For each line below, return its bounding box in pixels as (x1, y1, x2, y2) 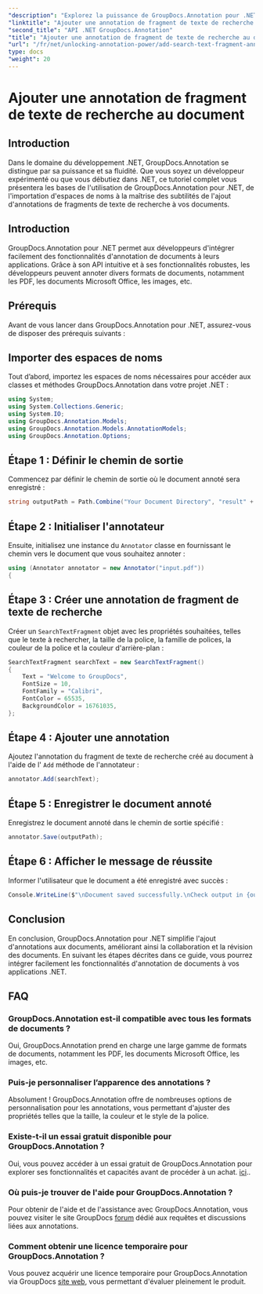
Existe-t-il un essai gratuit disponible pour (8, 1131, 172, 1142)
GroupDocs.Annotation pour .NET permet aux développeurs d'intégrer (8, 243, 235, 252)
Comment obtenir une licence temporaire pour (8, 1241, 188, 1252)
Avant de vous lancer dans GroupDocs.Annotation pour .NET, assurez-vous (8, 320, 252, 330)
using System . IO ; (8, 410, 65, 419)
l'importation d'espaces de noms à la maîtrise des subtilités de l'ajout (8, 191, 232, 200)
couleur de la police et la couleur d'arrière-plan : (8, 643, 164, 652)
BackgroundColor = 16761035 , (22, 702, 117, 710)
